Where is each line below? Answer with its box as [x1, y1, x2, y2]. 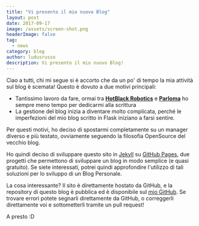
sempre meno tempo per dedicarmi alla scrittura [15, 101, 137, 108]
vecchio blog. [6, 139, 41, 146]
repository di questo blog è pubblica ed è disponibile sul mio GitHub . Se [6, 188, 186, 195]
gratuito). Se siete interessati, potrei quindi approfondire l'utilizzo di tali [6, 163, 184, 171]
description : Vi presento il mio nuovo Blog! [6, 60, 124, 66]
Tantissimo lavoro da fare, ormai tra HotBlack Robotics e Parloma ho [15, 95, 189, 102]
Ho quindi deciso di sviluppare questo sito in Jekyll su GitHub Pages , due [6, 150, 190, 158]
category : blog [6, 49, 45, 55]
